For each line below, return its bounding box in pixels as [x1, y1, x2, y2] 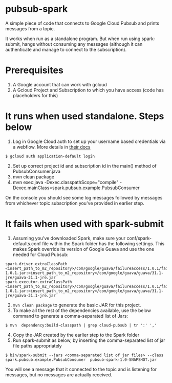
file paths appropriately [12, 342, 62, 349]
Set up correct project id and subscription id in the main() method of [12, 162, 157, 169]
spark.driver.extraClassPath [5, 261, 68, 266]
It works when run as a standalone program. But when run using [5, 35, 141, 42]
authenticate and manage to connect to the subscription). [5, 46, 127, 52]
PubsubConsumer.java [12, 168, 60, 174]
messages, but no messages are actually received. [5, 371, 113, 378]
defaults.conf [12, 240, 41, 247]
